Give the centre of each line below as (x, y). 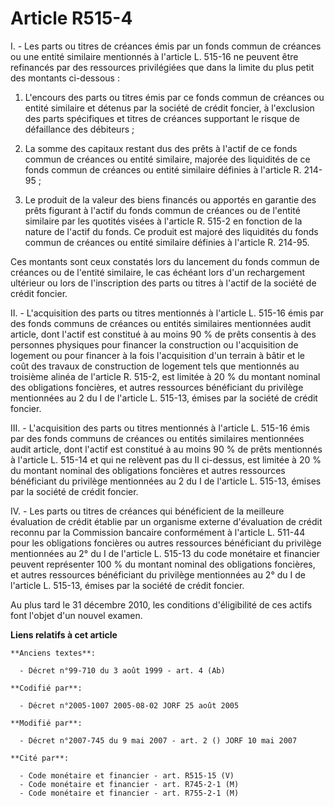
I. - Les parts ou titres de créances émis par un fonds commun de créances (166, 46)
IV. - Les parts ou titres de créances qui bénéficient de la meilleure (147, 511)
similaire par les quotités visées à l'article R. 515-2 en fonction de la (163, 221)
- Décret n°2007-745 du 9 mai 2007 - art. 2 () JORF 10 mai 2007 (158, 740)
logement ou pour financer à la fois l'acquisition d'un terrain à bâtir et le (157, 355)
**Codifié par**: (46, 688)
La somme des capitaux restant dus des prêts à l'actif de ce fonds (161, 148)
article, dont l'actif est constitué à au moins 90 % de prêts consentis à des (163, 334)
